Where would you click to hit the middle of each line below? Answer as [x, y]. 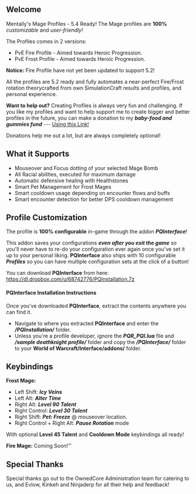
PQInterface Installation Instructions [51, 293]
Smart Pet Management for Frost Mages [63, 186]
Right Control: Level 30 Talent [51, 411]
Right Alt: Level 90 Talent [45, 404]
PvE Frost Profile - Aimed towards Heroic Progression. [80, 59]
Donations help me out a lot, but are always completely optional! [83, 135]
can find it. [19, 312]
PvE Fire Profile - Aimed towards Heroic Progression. [78, 53]
